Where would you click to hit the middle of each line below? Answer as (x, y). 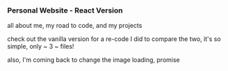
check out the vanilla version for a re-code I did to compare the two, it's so (114, 39)
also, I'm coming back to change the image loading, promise (94, 60)
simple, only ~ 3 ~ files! (41, 47)
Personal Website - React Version (65, 10)
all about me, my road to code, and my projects (75, 26)
